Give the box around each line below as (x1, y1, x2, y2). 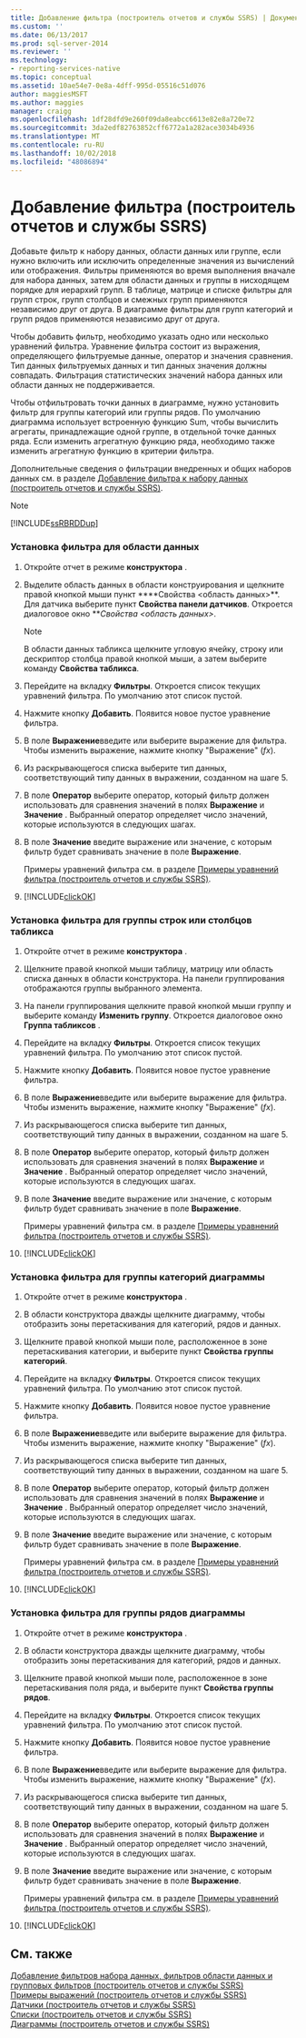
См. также (10, 1946, 74, 1962)
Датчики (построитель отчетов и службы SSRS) (10, 2000, 196, 2011)
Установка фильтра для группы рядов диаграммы (10, 1606, 246, 1619)
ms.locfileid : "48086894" (10, 157, 108, 167)
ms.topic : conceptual (10, 73, 93, 82)
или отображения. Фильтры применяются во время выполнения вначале (10, 265, 296, 276)
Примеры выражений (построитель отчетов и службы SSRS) (10, 1990, 248, 2001)
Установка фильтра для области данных (10, 541, 200, 554)
